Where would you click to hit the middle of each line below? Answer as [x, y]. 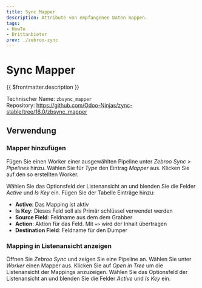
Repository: [21, 105]
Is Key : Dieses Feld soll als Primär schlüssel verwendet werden [94, 211]
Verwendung [31, 131]
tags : [13, 23]
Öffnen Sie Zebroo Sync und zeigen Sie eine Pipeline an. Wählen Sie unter [99, 259]
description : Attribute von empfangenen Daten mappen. [77, 18]
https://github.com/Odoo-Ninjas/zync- [84, 105]
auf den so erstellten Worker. [42, 174]
